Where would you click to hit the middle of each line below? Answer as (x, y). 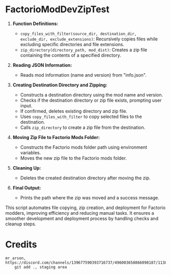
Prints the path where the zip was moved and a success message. (90, 197)
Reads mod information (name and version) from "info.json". (83, 75)
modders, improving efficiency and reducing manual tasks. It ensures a (80, 213)
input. (26, 105)
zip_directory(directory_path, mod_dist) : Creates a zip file (84, 50)
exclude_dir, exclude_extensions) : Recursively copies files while (89, 39)
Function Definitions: (35, 24)
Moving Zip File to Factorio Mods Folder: (56, 137)
